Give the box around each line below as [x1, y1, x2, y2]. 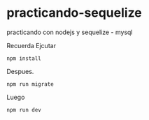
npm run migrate [6, 80, 54, 88]
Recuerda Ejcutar [6, 41, 57, 50]
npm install [6, 54, 41, 62]
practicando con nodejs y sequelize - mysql [6, 28, 133, 36]
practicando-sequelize [6, 5, 143, 21]
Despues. [6, 67, 34, 75]
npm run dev [6, 106, 41, 113]
